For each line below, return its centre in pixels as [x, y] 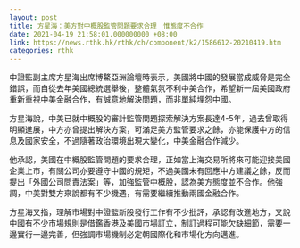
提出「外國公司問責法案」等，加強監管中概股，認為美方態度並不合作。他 [142, 182]
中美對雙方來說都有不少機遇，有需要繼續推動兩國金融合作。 [134, 194]
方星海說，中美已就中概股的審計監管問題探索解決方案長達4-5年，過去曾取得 [149, 119]
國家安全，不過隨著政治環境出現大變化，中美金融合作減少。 [134, 141]
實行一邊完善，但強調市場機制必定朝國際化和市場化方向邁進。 [130, 235]
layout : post [33, 17]
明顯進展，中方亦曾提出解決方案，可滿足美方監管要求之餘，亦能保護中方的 [146, 129]
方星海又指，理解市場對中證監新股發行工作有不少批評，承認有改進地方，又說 [150, 212]
